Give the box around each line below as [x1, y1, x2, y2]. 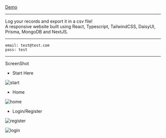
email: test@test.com [5, 43, 50, 48]
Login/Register [12, 108, 42, 114]
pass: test [5, 47, 28, 52]
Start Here [12, 70, 34, 76]
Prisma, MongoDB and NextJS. [5, 29, 68, 34]
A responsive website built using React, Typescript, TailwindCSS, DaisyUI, [5, 24, 156, 29]
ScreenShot [5, 61, 29, 66]
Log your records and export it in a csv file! [5, 18, 93, 24]
